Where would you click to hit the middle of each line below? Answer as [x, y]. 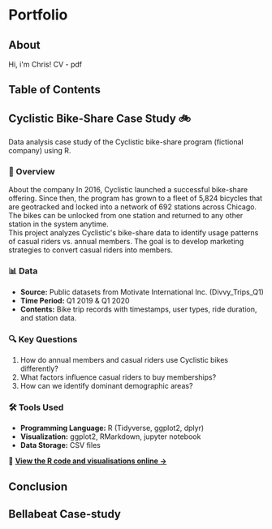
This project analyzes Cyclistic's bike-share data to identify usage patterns [134, 232]
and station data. [48, 317]
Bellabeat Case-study [65, 514]
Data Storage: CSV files [60, 445]
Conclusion [38, 486]
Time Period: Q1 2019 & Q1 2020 [75, 300]
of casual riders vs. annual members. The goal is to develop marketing [126, 241]
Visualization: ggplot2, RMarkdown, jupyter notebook [110, 437]
